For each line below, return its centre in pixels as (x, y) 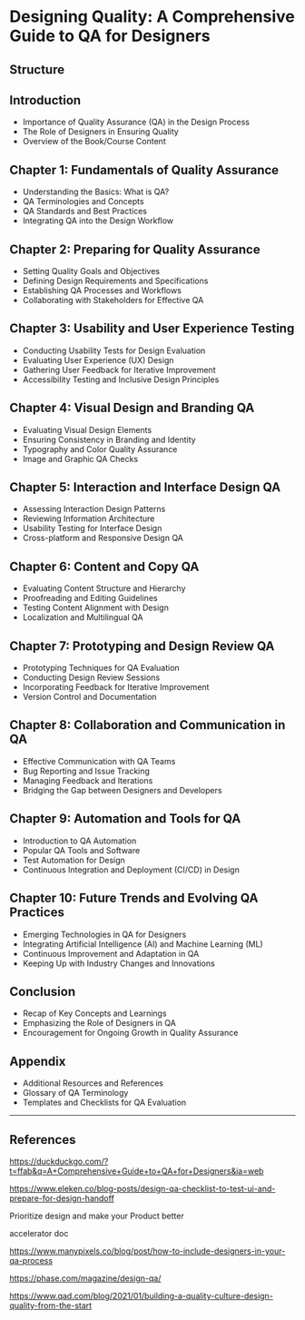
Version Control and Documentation (89, 697)
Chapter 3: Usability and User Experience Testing (152, 329)
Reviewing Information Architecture (89, 518)
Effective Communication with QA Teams (99, 761)
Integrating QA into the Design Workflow (98, 221)
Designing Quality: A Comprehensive (152, 17)
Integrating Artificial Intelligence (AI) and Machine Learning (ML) (143, 944)
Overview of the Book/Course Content (94, 142)
